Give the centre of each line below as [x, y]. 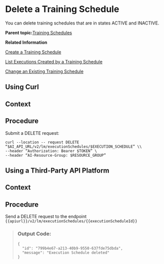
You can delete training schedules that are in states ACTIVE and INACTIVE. [82, 23]
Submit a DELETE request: [32, 133]
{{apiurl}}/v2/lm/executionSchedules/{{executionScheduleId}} [71, 221]
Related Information [26, 42]
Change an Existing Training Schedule [44, 71]
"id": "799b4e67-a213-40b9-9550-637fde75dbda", [73, 249]
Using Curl [22, 87]
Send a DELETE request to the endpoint [46, 217]
